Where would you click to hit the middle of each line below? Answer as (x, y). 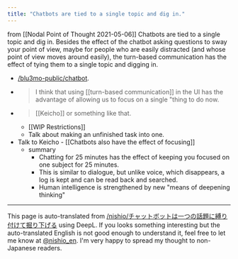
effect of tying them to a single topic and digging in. (83, 64)
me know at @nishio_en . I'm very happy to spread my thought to (101, 240)
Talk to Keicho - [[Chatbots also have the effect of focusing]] (106, 142)
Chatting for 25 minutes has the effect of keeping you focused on (134, 157)
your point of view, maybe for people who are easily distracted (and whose (117, 49)
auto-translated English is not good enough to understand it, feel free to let (117, 233)
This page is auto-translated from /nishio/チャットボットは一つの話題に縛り (118, 216)
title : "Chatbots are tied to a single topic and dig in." (96, 14)
